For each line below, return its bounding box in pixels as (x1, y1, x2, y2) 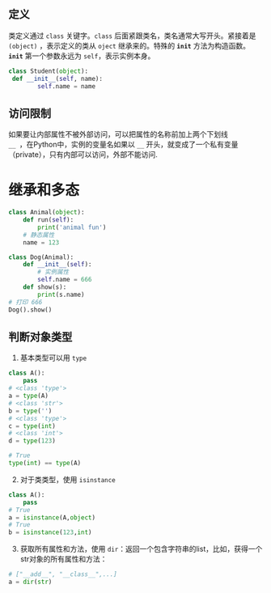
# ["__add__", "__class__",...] (8, 570, 117, 578)
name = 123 (23, 238, 60, 247)
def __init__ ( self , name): (11, 74, 104, 83)
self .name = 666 (37, 276, 92, 284)
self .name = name (37, 82, 95, 91)
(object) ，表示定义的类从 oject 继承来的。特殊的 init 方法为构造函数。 (8, 40, 251, 50)
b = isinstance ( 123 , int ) (8, 528, 92, 536)
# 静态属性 (23, 231, 55, 239)
